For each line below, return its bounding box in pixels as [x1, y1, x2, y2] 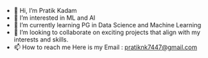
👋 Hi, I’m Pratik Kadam [13, 7, 77, 14]
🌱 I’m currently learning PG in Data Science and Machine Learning [13, 21, 202, 29]
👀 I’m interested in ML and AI [13, 14, 96, 22]
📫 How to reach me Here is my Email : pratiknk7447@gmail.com [13, 43, 198, 51]
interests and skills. [13, 35, 69, 44]
